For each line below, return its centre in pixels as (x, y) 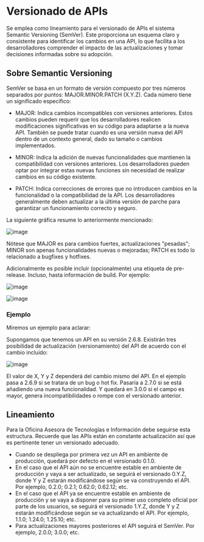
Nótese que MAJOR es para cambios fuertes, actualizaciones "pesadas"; (98, 243)
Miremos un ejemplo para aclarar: (49, 328)
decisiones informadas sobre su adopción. (60, 54)
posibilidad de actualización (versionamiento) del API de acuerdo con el (96, 346)
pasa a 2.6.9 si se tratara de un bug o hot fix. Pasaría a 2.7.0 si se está (94, 383)
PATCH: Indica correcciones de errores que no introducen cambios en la (106, 188)
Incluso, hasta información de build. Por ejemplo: (89, 275)
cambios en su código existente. (56, 177)
